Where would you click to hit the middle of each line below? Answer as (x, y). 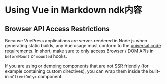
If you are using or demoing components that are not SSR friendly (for (77, 66)
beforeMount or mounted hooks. (36, 56)
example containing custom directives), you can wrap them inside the (77, 71)
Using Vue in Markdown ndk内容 (74, 10)
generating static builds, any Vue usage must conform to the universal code (83, 46)
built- (155, 71)
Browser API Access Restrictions (57, 28)
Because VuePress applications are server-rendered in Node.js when (76, 41)
